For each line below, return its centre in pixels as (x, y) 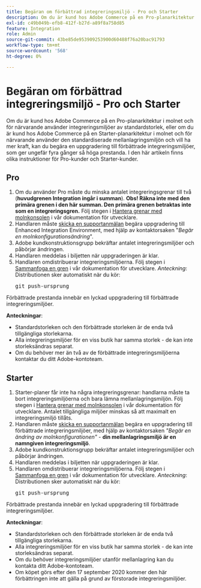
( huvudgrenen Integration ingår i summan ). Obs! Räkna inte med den (102, 198)
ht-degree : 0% (24, 56)
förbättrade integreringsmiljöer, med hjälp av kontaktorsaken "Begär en (103, 431)
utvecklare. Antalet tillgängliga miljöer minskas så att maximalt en (95, 412)
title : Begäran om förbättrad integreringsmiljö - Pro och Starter (92, 12)
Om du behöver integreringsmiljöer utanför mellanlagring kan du (94, 560)
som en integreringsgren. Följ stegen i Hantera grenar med (88, 211)
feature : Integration (33, 28)
